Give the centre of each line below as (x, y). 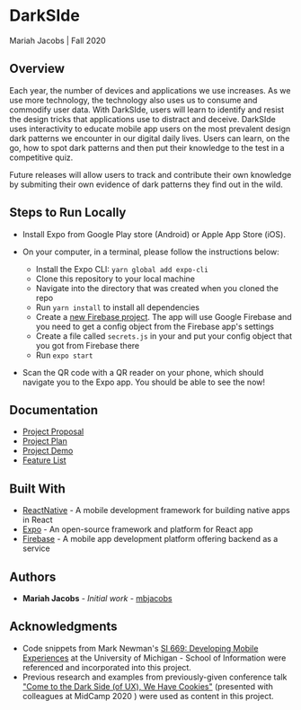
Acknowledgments (64, 627)
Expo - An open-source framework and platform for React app (137, 529)
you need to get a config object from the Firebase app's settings (155, 326)
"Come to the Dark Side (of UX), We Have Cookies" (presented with (148, 686)
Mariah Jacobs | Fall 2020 (58, 40)
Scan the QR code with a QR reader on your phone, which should (143, 372)
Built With (37, 488)
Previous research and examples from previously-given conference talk (155, 677)
